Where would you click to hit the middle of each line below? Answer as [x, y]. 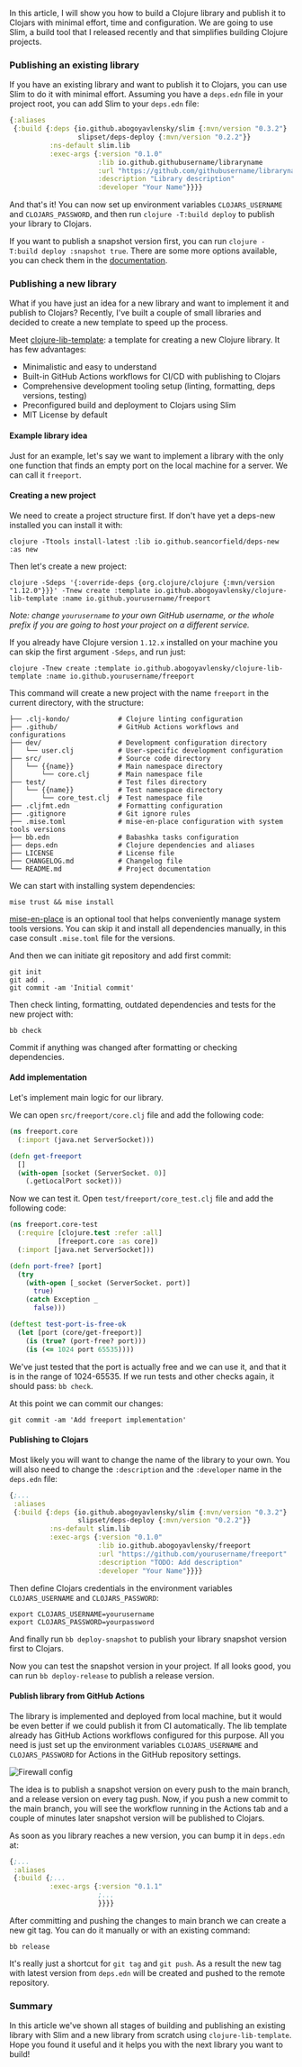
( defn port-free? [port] [56, 1266]
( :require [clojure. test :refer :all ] [90, 1233]
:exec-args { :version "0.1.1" [106, 1887]
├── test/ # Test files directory [108, 782]
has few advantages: [48, 350]
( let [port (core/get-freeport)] [80, 1332]
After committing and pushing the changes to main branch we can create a [148, 1920]
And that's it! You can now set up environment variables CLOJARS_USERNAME [146, 205]
